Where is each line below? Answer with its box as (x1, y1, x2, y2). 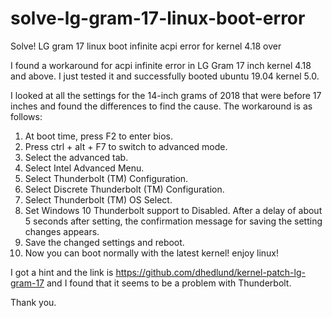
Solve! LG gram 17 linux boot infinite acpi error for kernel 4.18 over (10, 40, 282, 52)
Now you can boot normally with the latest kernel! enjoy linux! (24, 247, 280, 259)
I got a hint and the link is (10, 266, 114, 278)
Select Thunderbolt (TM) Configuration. (24, 172, 189, 184)
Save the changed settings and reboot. (24, 236, 185, 248)
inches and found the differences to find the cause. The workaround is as (10, 100, 313, 112)
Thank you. (10, 296, 57, 308)
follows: (10, 110, 43, 122)
